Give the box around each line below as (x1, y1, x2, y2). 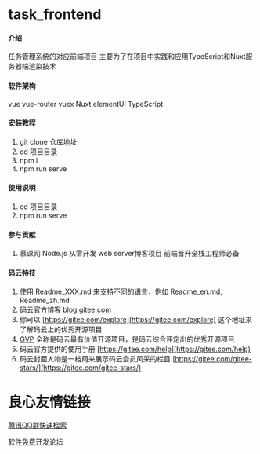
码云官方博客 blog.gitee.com (19, 305, 112, 315)
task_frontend (8, 5, 102, 24)
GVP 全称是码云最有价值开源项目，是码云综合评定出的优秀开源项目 (19, 335, 235, 344)
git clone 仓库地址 (19, 137, 78, 146)
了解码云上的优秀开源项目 (19, 324, 103, 335)
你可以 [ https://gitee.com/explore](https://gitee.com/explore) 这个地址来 (19, 315, 253, 324)
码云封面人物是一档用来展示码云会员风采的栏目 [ (19, 354, 175, 364)
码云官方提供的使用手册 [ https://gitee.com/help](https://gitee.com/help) (19, 344, 251, 354)
